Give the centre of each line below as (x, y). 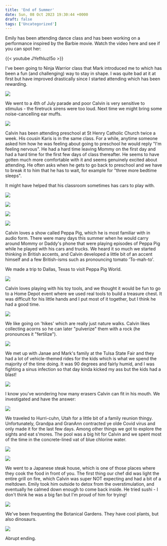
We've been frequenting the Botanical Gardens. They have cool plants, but (82, 514)
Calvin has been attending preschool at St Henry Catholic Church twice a (80, 133)
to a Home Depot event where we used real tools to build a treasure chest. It (84, 294)
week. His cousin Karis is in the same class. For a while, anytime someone (81, 139)
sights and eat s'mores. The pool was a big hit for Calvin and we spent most (83, 434)
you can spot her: (23, 49)
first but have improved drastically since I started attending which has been (83, 79)
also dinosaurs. (21, 519)
